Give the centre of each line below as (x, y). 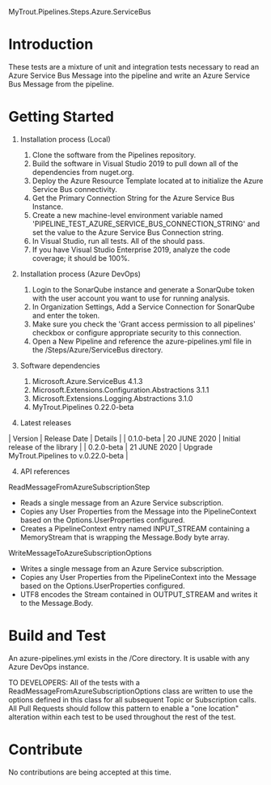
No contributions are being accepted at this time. (90, 772)
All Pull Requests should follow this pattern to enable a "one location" (124, 708)
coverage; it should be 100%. (81, 258)
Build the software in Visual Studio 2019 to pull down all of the (135, 163)
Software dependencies (60, 365)
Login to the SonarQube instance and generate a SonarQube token (143, 289)
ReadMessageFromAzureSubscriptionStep (79, 487)
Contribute (46, 749)
